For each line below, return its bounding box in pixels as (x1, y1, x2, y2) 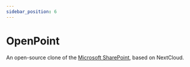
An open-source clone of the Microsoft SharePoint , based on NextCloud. (6, 54, 184, 61)
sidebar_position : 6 (6, 8, 58, 15)
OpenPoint (6, 34, 60, 47)
